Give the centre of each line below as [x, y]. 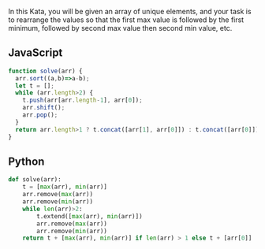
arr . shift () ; [44, 108]
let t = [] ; [35, 86]
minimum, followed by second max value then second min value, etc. [120, 28]
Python [26, 161]
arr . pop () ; [40, 115]
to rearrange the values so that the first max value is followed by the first [126, 20]
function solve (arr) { [45, 71]
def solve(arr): [35, 180]
